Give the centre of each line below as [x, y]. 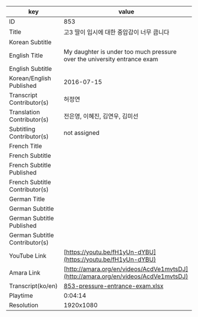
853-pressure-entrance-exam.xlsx [114, 286]
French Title [26, 146]
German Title [27, 199]
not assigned [82, 133]
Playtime [21, 295]
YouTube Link [28, 256]
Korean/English [30, 78]
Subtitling [22, 129]
